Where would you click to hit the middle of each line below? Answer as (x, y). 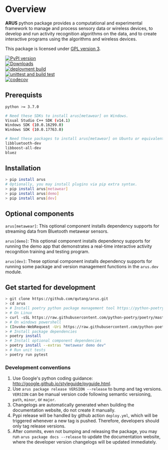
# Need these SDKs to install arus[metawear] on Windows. (67, 116)
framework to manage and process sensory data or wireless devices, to (79, 28)
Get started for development (50, 287)
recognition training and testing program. (47, 251)
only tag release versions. (39, 426)
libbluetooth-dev (23, 143)
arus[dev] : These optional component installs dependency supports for (79, 261)
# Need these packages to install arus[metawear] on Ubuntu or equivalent (85, 139)
